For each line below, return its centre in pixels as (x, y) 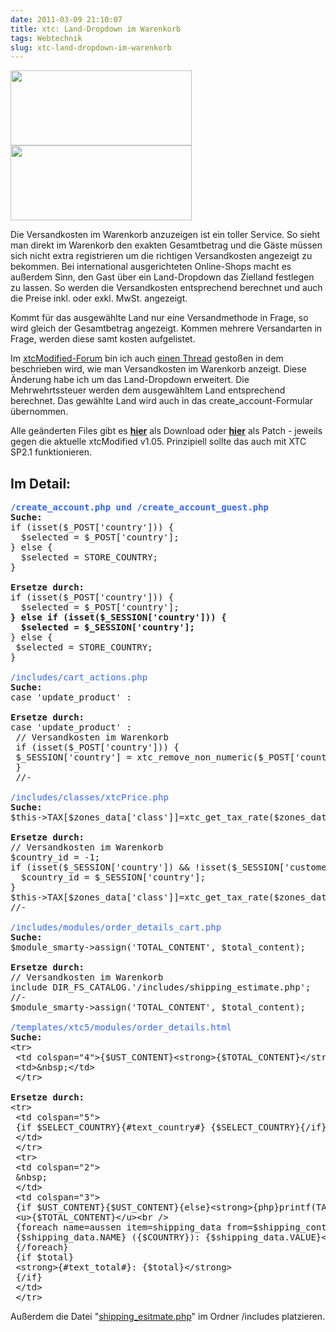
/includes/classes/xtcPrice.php (89, 797)
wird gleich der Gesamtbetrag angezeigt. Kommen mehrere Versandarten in (166, 328)
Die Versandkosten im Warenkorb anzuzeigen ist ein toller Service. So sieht (165, 235)
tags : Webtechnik (46, 38)
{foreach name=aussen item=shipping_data (118, 1227)
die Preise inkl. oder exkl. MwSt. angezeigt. (99, 298)
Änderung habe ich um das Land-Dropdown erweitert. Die (130, 380)
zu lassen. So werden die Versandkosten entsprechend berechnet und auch (166, 288)
